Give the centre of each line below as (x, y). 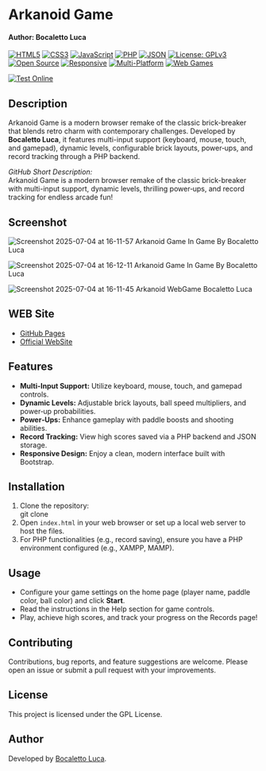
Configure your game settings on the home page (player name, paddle (135, 592)
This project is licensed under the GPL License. (85, 714)
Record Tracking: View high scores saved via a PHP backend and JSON (138, 436)
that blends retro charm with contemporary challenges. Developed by (122, 131)
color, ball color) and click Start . (72, 601)
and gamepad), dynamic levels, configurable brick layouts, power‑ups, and (131, 148)
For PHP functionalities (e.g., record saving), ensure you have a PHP (131, 540)
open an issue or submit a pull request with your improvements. (112, 670)
